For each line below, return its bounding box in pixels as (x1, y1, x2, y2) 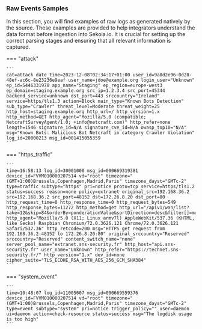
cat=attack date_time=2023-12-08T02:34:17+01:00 (6, 72, 130, 78)
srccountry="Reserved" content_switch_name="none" (6, 236, 136, 242)
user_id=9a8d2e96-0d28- (132, 72, 192, 78)
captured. (6, 43, 31, 51)
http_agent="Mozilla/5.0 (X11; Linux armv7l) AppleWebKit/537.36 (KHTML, (6, 215, 195, 221)
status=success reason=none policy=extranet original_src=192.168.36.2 (6, 189, 189, 195)
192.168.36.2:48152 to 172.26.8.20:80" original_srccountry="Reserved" (6, 231, 189, 237)
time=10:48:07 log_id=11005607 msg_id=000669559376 (6, 290, 138, 296)
